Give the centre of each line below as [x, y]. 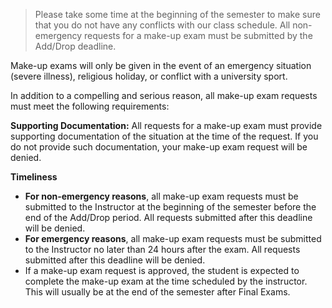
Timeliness [34, 177]
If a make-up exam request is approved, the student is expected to [162, 270]
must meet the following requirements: [90, 106]
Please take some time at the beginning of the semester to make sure [177, 14]
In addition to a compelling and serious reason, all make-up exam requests [164, 95]
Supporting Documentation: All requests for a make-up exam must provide [166, 125]
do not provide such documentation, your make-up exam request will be [159, 147]
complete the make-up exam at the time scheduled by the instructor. [166, 281]
